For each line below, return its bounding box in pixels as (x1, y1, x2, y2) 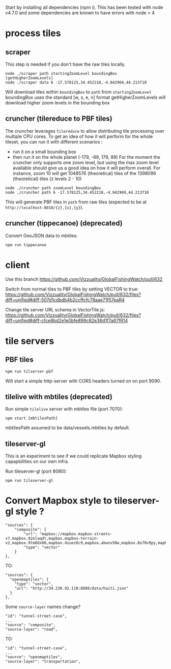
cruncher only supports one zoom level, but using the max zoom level (12, 159, 159, 165)
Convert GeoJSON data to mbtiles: (5, 232, 78, 239)
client (5, 259, 30, 271)
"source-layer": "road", (5, 627, 58, 632)
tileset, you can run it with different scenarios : (5, 138, 103, 144)
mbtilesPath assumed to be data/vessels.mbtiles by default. (5, 425, 130, 431)
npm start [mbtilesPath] (5, 416, 58, 421)
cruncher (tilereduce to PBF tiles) (5, 114, 113, 123)
